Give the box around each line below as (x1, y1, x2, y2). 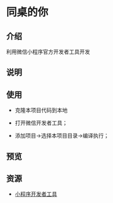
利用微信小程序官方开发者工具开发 (6, 49, 90, 55)
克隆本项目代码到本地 (14, 107, 68, 114)
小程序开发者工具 (14, 190, 57, 198)
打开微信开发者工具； (14, 119, 68, 126)
